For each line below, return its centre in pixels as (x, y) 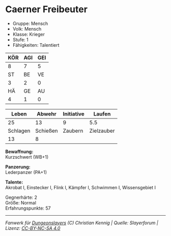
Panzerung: (18, 167)
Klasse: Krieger (28, 34)
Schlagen (19, 131)
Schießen (47, 131)
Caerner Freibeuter (47, 9)
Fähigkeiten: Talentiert (36, 45)
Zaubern (73, 131)
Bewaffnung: (19, 152)
